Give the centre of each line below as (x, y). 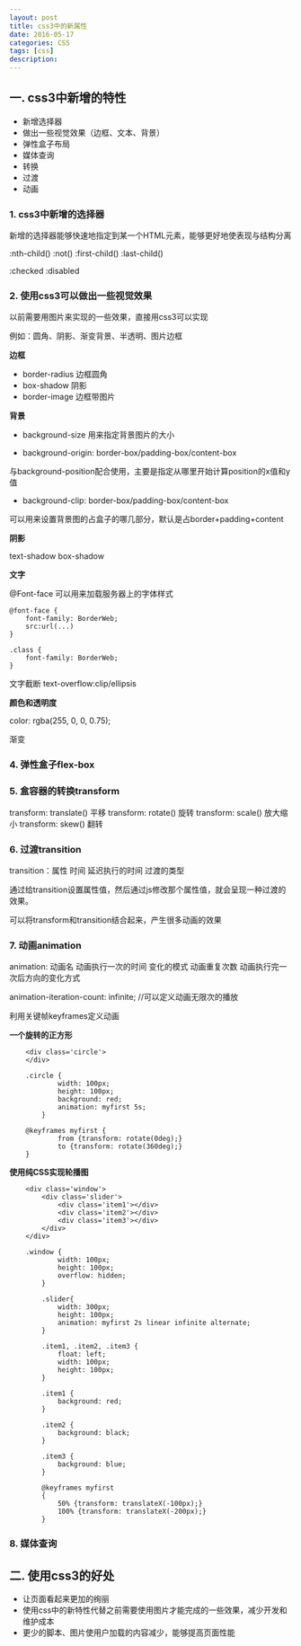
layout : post (34, 18)
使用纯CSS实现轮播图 (49, 1173)
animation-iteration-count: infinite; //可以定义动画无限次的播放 (124, 997)
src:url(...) (50, 627)
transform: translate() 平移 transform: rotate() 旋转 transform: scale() (136, 812)
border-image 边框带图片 (68, 397)
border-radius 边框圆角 (65, 375)
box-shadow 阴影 (54, 385)
